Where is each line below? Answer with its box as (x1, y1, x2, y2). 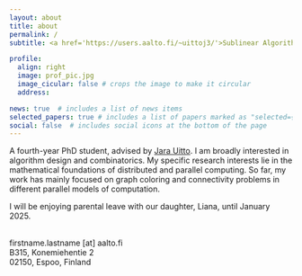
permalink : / (9, 30, 58, 39)
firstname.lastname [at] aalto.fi (9, 237, 123, 248)
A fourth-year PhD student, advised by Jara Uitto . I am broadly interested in (9, 146, 289, 156)
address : (17, 87, 50, 97)
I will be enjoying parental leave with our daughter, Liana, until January (9, 201, 271, 212)
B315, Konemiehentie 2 (9, 247, 94, 258)
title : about (9, 22, 58, 31)
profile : (9, 55, 42, 64)
